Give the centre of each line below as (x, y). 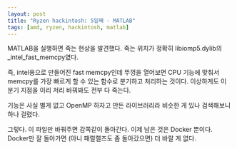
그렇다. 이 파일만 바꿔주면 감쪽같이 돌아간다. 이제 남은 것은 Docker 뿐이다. (110, 130)
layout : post (27, 14)
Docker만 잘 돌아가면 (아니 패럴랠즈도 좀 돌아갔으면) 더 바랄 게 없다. (102, 138)
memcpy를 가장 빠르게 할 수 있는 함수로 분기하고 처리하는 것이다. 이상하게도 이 (117, 81)
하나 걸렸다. (24, 114)
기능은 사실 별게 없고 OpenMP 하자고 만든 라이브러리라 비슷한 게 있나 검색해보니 (119, 106)
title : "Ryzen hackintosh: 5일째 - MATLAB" (71, 21)
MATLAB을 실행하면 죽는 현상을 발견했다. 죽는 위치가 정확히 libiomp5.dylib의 (115, 48)
